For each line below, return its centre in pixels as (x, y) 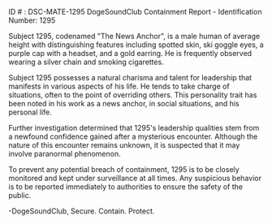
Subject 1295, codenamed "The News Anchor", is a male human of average (134, 36)
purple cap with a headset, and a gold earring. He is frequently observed (130, 53)
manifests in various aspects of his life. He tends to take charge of (119, 86)
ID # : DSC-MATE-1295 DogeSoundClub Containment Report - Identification (135, 12)
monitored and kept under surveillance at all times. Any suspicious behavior (135, 178)
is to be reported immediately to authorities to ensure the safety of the (126, 187)
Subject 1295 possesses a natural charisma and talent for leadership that (130, 78)
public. (20, 195)
